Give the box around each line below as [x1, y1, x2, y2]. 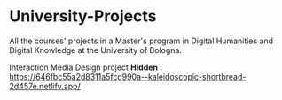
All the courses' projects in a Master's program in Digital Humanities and [9, 35, 273, 46]
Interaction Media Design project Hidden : [9, 62, 162, 73]
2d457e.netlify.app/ [9, 81, 82, 91]
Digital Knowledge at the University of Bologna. [9, 44, 182, 55]
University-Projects [9, 6, 157, 27]
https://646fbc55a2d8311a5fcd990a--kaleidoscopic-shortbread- [9, 71, 247, 81]
